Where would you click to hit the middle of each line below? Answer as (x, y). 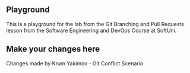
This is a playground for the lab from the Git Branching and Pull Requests (95, 24)
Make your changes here (53, 49)
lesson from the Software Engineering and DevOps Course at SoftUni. (91, 30)
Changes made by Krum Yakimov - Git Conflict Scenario (75, 63)
